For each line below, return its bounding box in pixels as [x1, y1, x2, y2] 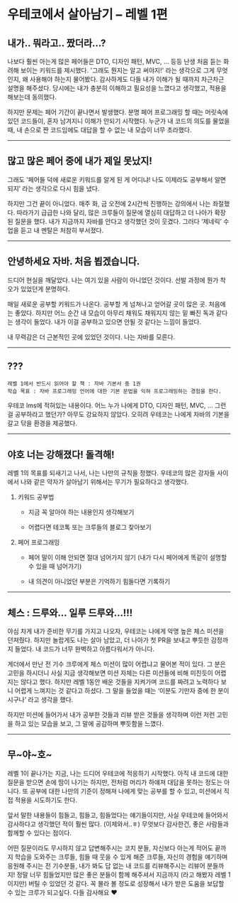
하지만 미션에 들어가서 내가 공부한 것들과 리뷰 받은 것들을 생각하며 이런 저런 [7, 710, 215, 719]
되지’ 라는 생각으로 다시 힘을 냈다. [7, 184, 100, 193]
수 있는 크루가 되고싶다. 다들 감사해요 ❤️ [7, 888, 118, 897]
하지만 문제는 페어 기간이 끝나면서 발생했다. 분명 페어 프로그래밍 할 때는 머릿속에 [7, 108, 229, 116]
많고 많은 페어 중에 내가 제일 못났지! [7, 155, 152, 167]
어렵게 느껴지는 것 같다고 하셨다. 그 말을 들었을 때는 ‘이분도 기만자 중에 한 [14, 687, 217, 695]
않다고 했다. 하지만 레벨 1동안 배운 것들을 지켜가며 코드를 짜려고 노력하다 [20, 678, 220, 686]
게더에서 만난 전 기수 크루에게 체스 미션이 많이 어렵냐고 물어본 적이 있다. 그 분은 [7, 660, 227, 668]
